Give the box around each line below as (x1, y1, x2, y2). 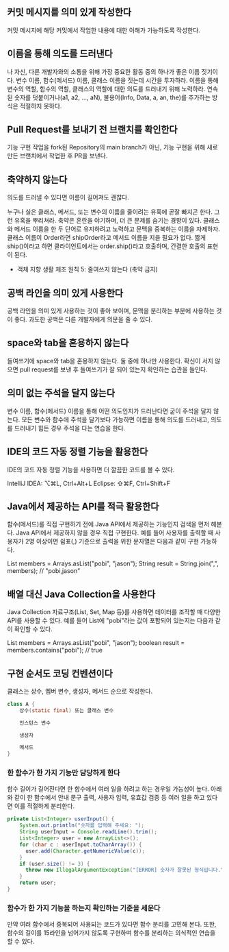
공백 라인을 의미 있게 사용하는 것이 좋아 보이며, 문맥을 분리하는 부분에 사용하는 (7, 307, 215, 315)
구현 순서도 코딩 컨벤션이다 (7, 668, 113, 679)
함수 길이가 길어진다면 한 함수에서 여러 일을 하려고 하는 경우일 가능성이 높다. (7, 785, 210, 793)
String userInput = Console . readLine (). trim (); (19, 829, 157, 835)
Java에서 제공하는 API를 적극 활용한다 (7, 500, 159, 512)
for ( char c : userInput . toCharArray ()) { (19, 841, 142, 848)
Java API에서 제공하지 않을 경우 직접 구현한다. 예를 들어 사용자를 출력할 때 (16, 528, 214, 537)
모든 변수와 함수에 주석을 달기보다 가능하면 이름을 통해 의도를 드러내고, (21, 415, 210, 424)
